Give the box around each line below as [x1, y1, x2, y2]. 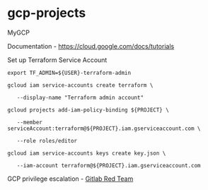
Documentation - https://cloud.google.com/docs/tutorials [7, 42, 175, 50]
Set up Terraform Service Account [7, 55, 108, 64]
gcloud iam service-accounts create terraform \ [7, 81, 154, 89]
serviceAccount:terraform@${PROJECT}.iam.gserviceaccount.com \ [7, 125, 201, 132]
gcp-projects [7, 5, 86, 21]
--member [16, 119, 42, 126]
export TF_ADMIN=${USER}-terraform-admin [7, 69, 132, 76]
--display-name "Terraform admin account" [16, 94, 144, 101]
